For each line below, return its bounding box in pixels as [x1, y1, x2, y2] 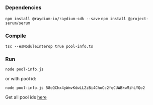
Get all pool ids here [5, 94, 47, 100]
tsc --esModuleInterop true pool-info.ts [5, 44, 94, 49]
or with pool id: [5, 75, 36, 81]
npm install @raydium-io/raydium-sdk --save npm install [5, 17, 126, 22]
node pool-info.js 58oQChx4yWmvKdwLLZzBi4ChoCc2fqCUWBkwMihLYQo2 [5, 85, 145, 90]
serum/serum [5, 21, 30, 26]
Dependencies [5, 4, 42, 11]
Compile [5, 32, 26, 39]
